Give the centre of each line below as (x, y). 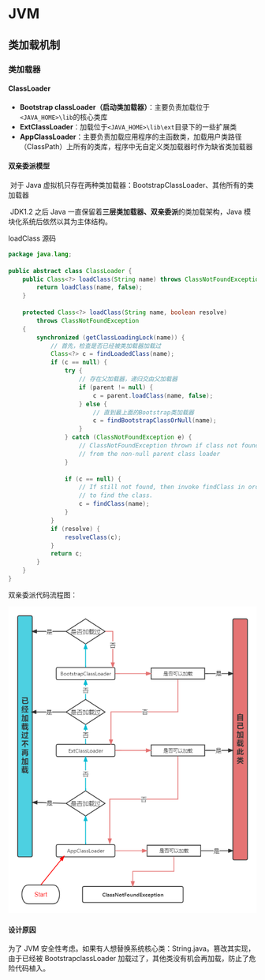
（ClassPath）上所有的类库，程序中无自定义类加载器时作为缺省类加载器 (136, 146)
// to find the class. (116, 496)
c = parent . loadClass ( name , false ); (153, 395)
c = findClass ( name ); (114, 504)
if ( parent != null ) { (116, 387)
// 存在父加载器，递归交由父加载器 (128, 380)
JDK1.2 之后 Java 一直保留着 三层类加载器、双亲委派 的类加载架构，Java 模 (131, 211)
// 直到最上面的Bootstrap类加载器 (144, 412)
